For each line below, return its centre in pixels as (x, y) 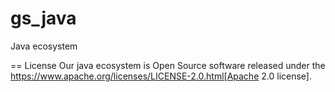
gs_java (43, 18)
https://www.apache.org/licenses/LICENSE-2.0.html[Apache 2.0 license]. (161, 76)
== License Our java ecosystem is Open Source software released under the (168, 65)
